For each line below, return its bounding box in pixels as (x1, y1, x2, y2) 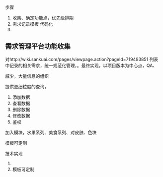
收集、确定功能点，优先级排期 (12, 15, 74, 21)
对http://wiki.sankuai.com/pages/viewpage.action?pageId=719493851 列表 (5, 56, 159, 62)
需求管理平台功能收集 (5, 42, 71, 51)
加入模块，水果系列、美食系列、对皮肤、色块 (5, 129, 97, 135)
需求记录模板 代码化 (12, 21, 53, 27)
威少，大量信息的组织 (5, 73, 49, 79)
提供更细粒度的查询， (5, 83, 49, 89)
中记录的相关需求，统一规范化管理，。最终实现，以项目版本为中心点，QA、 (5, 62, 158, 68)
